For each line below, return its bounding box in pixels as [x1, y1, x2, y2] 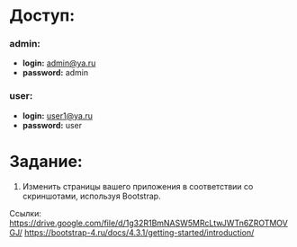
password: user [22, 119, 83, 130]
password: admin [22, 67, 89, 78]
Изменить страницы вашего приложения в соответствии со [22, 181, 254, 191]
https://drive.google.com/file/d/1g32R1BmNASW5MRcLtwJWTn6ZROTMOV [9, 217, 288, 228]
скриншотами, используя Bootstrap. [22, 190, 161, 201]
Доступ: [9, 5, 76, 26]
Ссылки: [9, 207, 42, 218]
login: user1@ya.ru [22, 110, 93, 121]
